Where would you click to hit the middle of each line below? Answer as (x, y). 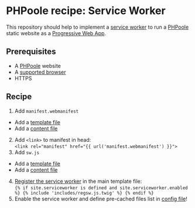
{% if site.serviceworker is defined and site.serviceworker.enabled (101, 188)
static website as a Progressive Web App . (56, 33)
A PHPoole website (38, 66)
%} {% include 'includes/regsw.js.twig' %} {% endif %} (84, 193)
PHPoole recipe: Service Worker (86, 11)
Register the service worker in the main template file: (78, 181)
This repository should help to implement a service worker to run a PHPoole (97, 27)
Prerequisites (31, 52)
